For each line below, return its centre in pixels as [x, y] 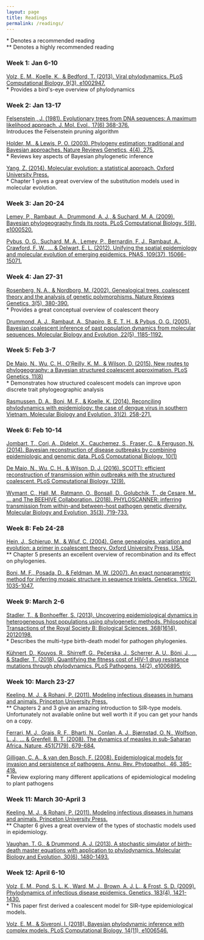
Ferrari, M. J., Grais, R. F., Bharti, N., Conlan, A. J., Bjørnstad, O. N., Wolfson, [102, 733]
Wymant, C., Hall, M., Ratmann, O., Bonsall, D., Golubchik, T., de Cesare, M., [101, 493]
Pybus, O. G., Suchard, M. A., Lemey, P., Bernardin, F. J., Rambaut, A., [94, 241]
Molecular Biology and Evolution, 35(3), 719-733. [68, 512]
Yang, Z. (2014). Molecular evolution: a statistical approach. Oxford [90, 168]
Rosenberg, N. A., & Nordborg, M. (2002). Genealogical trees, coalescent [98, 290]
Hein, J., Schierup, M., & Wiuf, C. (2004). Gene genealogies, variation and [99, 542]
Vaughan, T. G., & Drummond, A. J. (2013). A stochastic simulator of [91, 844]
